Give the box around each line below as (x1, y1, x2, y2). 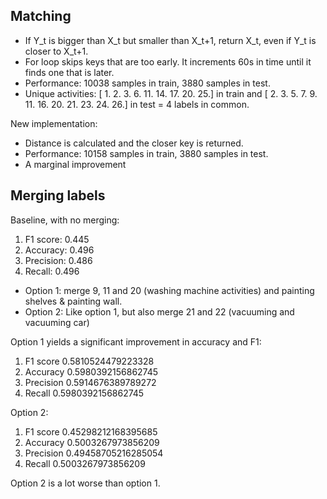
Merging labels (10, 187, 106, 204)
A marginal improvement (24, 158, 127, 170)
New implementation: (10, 117, 98, 129)
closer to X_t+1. (24, 45, 89, 57)
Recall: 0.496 (24, 265, 80, 277)
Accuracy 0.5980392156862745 (24, 365, 159, 378)
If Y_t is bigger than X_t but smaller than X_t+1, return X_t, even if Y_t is (24, 34, 317, 46)
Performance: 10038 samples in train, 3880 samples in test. (24, 77, 271, 89)
